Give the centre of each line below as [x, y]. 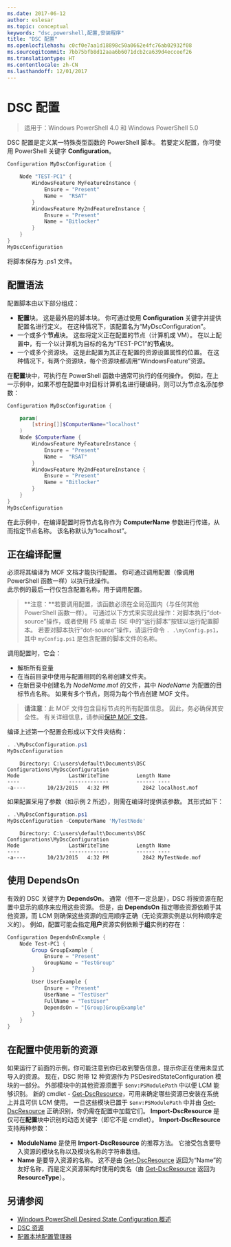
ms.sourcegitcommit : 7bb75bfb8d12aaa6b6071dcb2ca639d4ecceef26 [100, 52]
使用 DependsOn [43, 880]
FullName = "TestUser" [76, 1001]
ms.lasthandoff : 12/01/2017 [47, 71]
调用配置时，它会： [34, 653]
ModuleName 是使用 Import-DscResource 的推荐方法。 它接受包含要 [116, 1143]
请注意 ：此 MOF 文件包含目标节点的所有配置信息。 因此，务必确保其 [121, 708]
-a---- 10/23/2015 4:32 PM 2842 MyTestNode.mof [104, 857]
